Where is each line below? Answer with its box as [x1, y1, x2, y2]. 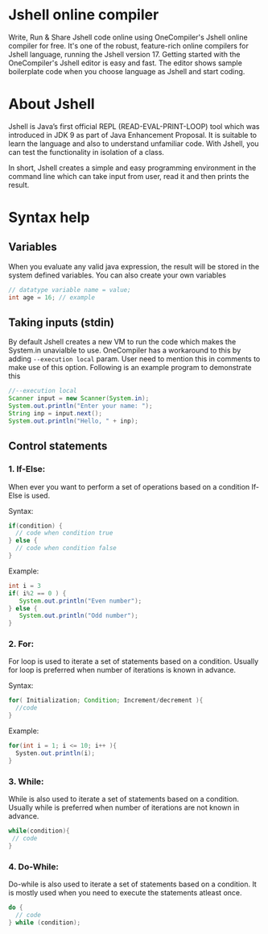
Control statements [8, 440, 108, 453]
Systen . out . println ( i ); [15, 748, 95, 757]
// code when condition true [15, 529, 113, 537]
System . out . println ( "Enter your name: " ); [8, 402, 153, 411]
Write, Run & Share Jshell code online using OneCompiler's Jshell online [8, 32, 248, 42]
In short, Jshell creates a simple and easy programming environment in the [8, 163, 257, 173]
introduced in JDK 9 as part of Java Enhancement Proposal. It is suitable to [8, 130, 258, 140]
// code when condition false [15, 544, 117, 552]
